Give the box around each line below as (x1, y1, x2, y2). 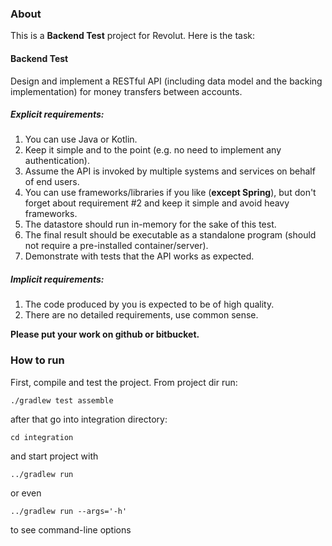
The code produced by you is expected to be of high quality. (24, 298, 275, 311)
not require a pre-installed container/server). (24, 240, 209, 252)
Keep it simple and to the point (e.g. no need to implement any (24, 144, 282, 156)
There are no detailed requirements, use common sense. (24, 309, 259, 321)
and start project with (10, 450, 99, 462)
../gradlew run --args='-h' (10, 506, 128, 516)
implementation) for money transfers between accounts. (10, 85, 243, 97)
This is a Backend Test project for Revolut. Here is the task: (10, 30, 256, 42)
